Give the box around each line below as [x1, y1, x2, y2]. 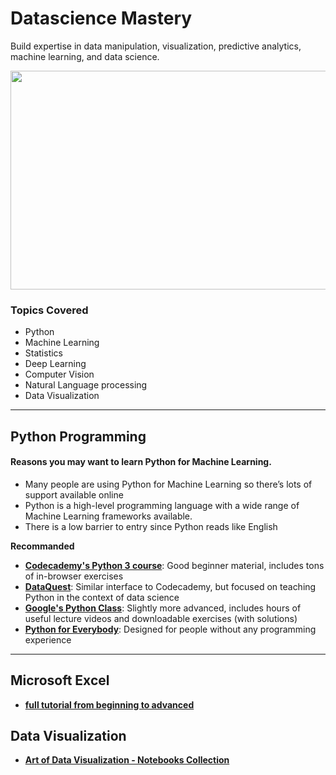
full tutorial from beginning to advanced [24, 698, 195, 711]
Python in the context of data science [24, 591, 180, 603]
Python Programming [10, 428, 147, 445]
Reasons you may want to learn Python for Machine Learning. [10, 456, 272, 468]
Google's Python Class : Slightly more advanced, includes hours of [24, 602, 302, 614]
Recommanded [10, 540, 75, 552]
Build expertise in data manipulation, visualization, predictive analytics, [10, 40, 302, 52]
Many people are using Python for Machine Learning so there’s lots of [24, 478, 313, 490]
